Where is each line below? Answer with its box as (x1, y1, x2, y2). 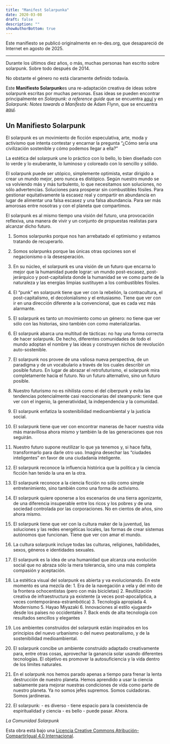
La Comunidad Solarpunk (6, 717, 60, 724)
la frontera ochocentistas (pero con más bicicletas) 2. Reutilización (13, 588, 152, 594)
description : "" (6, 21, 40, 27)
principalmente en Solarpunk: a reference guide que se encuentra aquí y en (6, 96, 163, 102)
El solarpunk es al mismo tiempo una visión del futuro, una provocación (6, 212, 154, 218)
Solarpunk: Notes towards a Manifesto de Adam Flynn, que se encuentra (6, 101, 158, 107)
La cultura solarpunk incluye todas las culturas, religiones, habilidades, (13, 541, 160, 547)
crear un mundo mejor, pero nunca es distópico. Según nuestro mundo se (6, 176, 159, 182)
